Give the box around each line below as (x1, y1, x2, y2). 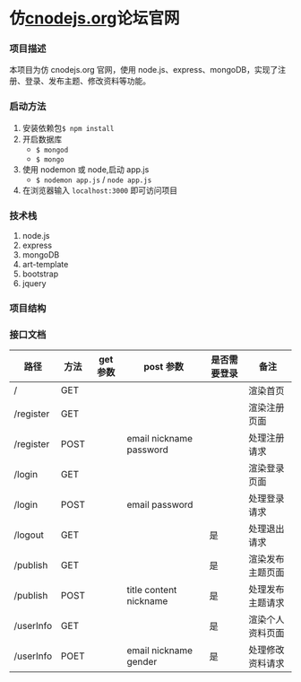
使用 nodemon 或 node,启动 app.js (21, 163, 150, 175)
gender (126, 656, 158, 669)
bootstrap (21, 268, 59, 279)
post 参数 (142, 361, 184, 373)
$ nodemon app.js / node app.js (35, 174, 152, 185)
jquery (21, 278, 47, 289)
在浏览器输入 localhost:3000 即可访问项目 (21, 185, 177, 196)
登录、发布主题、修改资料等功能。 (24, 75, 150, 86)
